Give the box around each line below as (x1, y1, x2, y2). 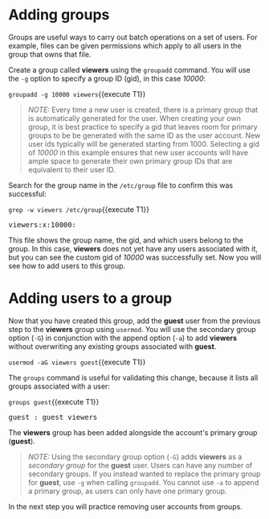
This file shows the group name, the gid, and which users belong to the (8, 235, 243, 245)
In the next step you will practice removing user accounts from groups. (8, 501, 243, 511)
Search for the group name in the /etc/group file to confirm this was (8, 180, 234, 190)
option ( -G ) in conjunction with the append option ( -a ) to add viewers (8, 333, 238, 343)
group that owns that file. (8, 49, 92, 59)
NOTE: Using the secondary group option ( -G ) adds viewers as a (27, 451, 243, 461)
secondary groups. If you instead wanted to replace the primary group (27, 469, 261, 479)
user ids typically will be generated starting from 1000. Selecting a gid (27, 139, 259, 148)
